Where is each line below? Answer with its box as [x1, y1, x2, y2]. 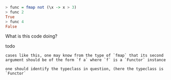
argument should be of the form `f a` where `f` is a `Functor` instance [5, 57, 166, 63]
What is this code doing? [5, 33, 58, 39]
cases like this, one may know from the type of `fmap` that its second [5, 53, 164, 58]
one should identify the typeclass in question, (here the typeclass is [5, 67, 164, 72]
